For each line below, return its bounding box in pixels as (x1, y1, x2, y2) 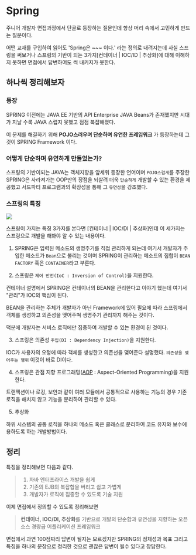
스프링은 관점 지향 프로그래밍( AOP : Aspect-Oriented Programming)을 (14, 368, 178, 376)
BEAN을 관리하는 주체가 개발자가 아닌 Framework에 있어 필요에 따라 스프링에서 (6, 304, 187, 312)
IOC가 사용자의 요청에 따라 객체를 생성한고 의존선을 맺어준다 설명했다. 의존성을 (6, 349, 183, 356)
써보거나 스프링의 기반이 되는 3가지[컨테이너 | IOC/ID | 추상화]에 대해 (16, 51, 174, 58)
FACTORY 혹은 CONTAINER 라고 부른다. (14, 259, 96, 266)
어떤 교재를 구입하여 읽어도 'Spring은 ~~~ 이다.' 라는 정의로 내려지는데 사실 (6, 44, 178, 51)
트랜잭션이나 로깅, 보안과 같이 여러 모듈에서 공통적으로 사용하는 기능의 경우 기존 (6, 388, 187, 395)
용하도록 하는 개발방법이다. (6, 428, 67, 435)
